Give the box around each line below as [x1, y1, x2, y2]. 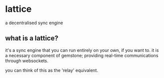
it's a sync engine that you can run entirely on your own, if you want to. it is [5, 47, 159, 53]
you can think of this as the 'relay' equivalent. [5, 67, 98, 73]
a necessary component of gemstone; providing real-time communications [5, 52, 159, 58]
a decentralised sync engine [5, 20, 63, 26]
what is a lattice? [5, 34, 59, 42]
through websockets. [5, 58, 49, 64]
